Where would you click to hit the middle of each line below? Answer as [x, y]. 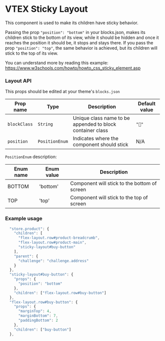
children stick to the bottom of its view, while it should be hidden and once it [82, 37]
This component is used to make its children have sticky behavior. [72, 23]
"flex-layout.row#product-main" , [52, 242]
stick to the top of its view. [32, 53]
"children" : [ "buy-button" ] [42, 329]
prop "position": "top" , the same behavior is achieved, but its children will [81, 48]
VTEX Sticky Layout [47, 9]
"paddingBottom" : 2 [38, 321]
